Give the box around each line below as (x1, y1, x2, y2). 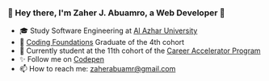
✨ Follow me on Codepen (19, 55, 105, 64)
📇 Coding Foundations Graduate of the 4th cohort (19, 38, 185, 47)
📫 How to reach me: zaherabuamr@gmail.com (19, 64, 176, 74)
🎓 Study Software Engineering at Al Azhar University (19, 26, 198, 35)
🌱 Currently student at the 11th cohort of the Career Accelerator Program (19, 46, 261, 55)
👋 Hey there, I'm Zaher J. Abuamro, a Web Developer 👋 (7, 7, 225, 18)
